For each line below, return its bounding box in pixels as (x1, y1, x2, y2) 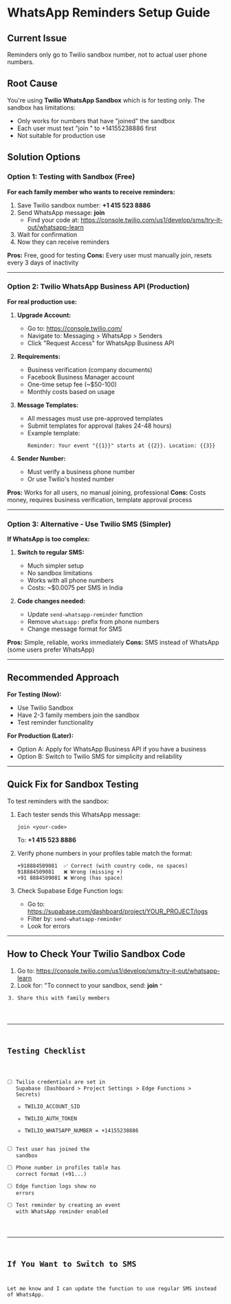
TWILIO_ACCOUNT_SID (24, 1104, 80, 1110)
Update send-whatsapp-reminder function (27, 610, 143, 619)
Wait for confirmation (16, 230, 78, 238)
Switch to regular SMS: (16, 548, 85, 557)
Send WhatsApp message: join (16, 208, 105, 216)
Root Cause (7, 78, 58, 90)
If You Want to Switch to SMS (7, 1259, 137, 1269)
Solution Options (7, 152, 81, 163)
